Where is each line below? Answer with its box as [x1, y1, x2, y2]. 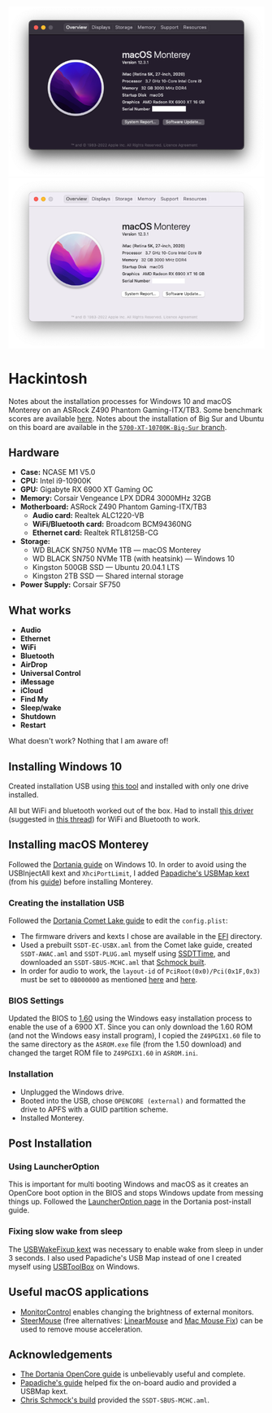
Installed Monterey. [19, 1112, 85, 1122]
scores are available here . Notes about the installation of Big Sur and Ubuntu [8, 414, 265, 423]
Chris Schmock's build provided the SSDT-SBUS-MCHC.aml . [19, 1395, 209, 1405]
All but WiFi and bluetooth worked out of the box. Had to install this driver [8, 805, 254, 815]
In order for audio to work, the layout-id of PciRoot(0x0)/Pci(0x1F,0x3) [19, 966, 261, 976]
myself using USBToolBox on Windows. [8, 1262, 140, 1271]
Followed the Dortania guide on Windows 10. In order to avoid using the [8, 859, 248, 869]
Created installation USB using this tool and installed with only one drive [8, 781, 249, 791]
